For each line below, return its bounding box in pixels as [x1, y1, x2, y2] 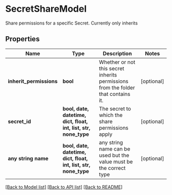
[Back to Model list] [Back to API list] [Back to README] [5, 184, 123, 190]
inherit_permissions [8, 78, 58, 85]
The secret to [99, 105, 132, 112]
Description [102, 50, 132, 57]
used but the [99, 152, 130, 159]
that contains [99, 90, 131, 97]
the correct [99, 164, 126, 172]
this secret [99, 65, 124, 72]
